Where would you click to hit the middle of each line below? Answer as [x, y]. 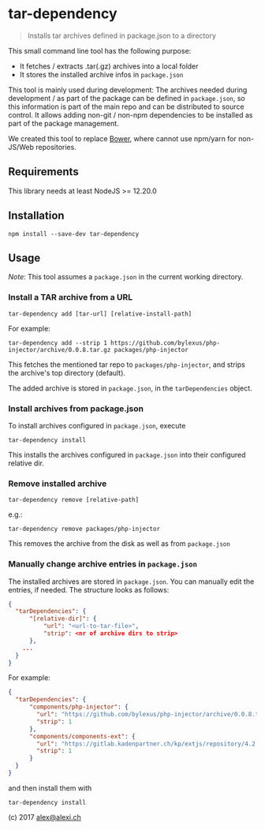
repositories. [56, 147]
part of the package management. [64, 123]
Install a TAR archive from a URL [71, 297]
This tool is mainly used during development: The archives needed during [128, 90]
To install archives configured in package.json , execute [97, 425]
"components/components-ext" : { [82, 736]
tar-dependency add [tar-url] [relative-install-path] [100, 314]
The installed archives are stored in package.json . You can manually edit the [131, 581]
